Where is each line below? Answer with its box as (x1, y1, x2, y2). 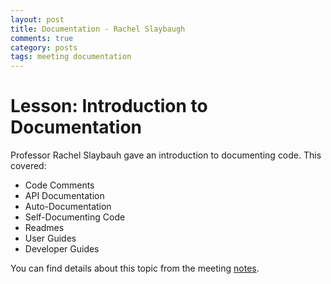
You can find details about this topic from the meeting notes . (10, 262, 260, 275)
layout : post (10, 14, 65, 25)
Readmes (24, 222, 65, 234)
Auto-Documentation (24, 201, 112, 213)
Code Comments (24, 179, 95, 191)
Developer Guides (24, 243, 100, 255)
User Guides (24, 232, 77, 245)
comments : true (10, 33, 74, 43)
